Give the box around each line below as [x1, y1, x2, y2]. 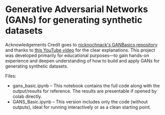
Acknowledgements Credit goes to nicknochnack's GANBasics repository [5, 41, 157, 47]
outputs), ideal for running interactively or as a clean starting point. [12, 104, 151, 110]
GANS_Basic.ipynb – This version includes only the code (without [12, 98, 148, 104]
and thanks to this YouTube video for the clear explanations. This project [5, 47, 155, 53]
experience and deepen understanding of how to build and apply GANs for [5, 57, 160, 64]
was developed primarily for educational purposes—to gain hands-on [5, 52, 149, 59]
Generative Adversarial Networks [5, 4, 148, 15]
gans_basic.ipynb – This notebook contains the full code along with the [12, 82, 160, 89]
